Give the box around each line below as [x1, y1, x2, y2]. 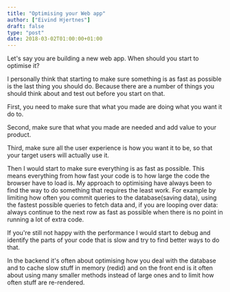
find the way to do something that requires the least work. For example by [7, 186, 216, 195]
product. [7, 131, 32, 139]
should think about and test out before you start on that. [7, 90, 165, 98]
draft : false [7, 23, 45, 29]
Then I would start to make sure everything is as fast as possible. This [7, 165, 205, 173]
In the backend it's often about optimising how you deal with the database [7, 256, 216, 265]
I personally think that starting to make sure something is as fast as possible [7, 75, 222, 83]
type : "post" [7, 29, 45, 36]
